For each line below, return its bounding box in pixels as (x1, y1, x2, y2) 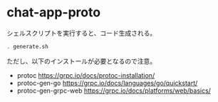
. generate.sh (6, 43, 49, 50)
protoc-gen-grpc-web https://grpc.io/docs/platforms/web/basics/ (16, 86, 212, 95)
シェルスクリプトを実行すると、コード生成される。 (6, 29, 157, 37)
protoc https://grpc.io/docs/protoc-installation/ (16, 71, 155, 79)
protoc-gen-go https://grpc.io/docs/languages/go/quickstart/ (16, 78, 198, 87)
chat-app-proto (6, 4, 101, 21)
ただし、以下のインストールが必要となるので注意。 (6, 56, 157, 65)
